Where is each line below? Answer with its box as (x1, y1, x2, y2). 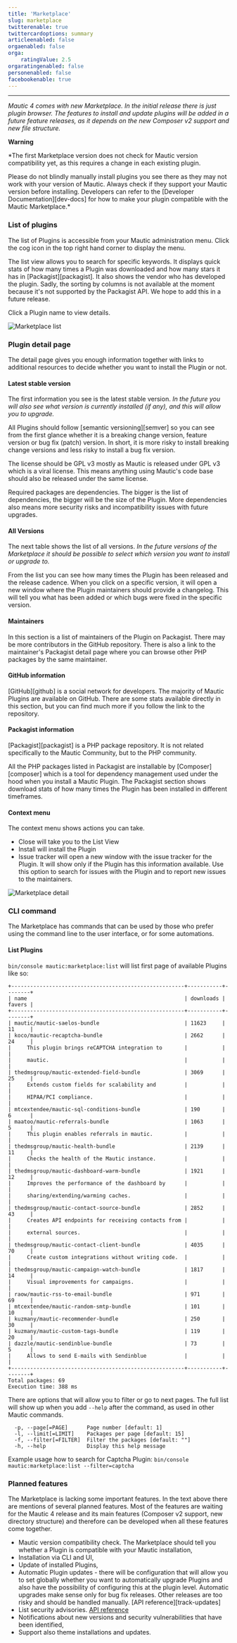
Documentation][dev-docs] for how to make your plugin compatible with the (8, 195, 229, 204)
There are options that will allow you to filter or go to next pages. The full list (8, 1395, 229, 1404)
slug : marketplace (8, 17, 62, 24)
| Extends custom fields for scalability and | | (8, 1081, 226, 1088)
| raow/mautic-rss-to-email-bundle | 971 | (8, 1290, 226, 1298)
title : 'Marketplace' (8, 10, 72, 18)
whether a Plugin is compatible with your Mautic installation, (18, 1545, 193, 1554)
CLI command (8, 906, 57, 916)
